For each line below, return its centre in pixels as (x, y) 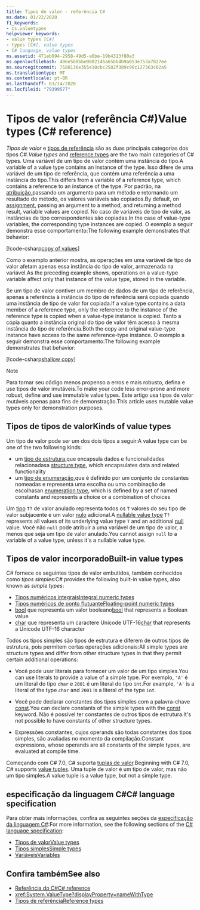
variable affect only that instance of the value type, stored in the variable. (96, 279)
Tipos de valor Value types (47, 843)
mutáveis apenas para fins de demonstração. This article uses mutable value (100, 401)
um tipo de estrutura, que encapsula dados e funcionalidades (90, 459)
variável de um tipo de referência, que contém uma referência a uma (90, 173)
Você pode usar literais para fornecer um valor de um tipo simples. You (101, 671)
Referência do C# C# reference (53, 888)
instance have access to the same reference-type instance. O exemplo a (96, 335)
